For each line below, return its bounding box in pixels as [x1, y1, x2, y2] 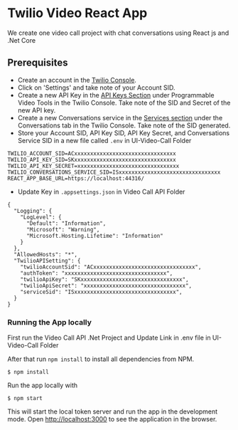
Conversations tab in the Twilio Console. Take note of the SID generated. [17, 121, 231, 130]
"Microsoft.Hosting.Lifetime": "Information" [26, 232, 163, 239]
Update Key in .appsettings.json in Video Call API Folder [17, 187, 185, 196]
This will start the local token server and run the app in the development [7, 407, 218, 416]
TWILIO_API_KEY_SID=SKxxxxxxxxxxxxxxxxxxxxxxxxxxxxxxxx [7, 156, 176, 163]
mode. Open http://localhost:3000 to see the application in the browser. [7, 415, 217, 424]
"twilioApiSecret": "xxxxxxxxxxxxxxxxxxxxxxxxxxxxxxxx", [20, 282, 193, 289]
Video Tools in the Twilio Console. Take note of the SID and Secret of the [17, 98, 231, 107]
